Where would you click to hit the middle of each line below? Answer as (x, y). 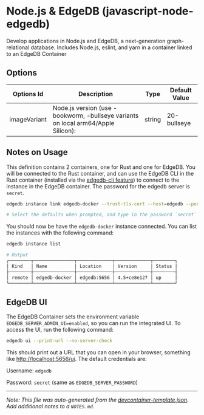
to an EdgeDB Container (36, 53)
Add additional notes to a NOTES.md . (50, 406)
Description (96, 94)
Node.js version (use (82, 108)
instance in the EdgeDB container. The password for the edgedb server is (98, 186)
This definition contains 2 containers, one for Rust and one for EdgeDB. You (101, 167)
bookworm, (69, 115)
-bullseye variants (113, 115)
